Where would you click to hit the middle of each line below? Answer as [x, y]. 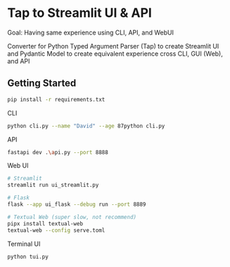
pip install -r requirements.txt [56, 99]
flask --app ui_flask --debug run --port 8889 [77, 204]
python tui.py [28, 256]
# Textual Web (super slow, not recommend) [72, 217]
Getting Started [42, 83]
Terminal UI [24, 244]
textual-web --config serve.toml [56, 230]
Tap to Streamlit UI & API [80, 13]
